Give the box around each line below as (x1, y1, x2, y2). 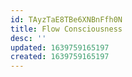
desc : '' (10, 33, 47, 43)
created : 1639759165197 (10, 52, 110, 62)
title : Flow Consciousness (10, 24, 123, 34)
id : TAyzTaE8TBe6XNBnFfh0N (10, 14, 123, 25)
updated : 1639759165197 (10, 42, 110, 53)
